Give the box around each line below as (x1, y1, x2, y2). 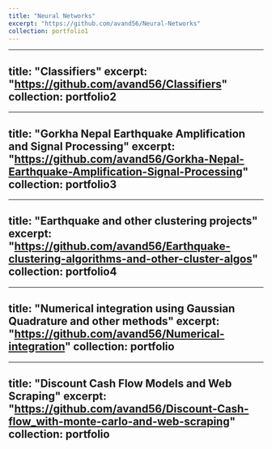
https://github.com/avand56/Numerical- (14, 327, 225, 341)
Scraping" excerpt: (8, 390, 107, 404)
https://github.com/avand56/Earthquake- (14, 240, 231, 254)
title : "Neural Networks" (8, 11, 96, 20)
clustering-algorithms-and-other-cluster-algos (8, 252, 253, 266)
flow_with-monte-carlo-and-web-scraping (8, 415, 230, 429)
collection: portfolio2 (8, 90, 117, 104)
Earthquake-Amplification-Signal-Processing (8, 165, 243, 178)
